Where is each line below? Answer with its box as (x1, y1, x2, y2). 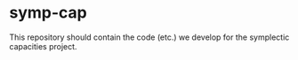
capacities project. (9, 41, 77, 51)
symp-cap (9, 3, 87, 23)
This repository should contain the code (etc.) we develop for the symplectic (9, 32, 290, 42)
